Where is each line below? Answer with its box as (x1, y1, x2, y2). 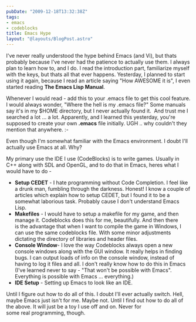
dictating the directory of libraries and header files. (14, 235, 138, 242)
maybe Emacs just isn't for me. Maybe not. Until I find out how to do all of (6, 297, 184, 304)
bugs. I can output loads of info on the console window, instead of (14, 254, 175, 261)
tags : (6, 14, 19, 20)
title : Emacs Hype (6, 31, 51, 36)
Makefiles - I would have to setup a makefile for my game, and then (14, 210, 179, 217)
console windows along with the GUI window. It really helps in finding (14, 248, 183, 255)
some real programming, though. (6, 310, 86, 316)
